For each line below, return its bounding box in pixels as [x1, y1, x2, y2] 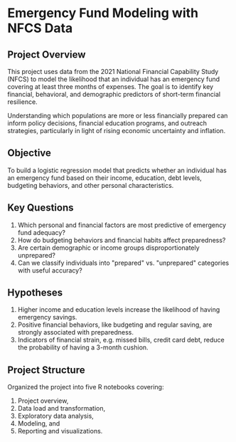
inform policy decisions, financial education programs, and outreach [7, 119, 208, 127]
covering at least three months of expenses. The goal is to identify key [7, 83, 214, 90]
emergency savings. [17, 313, 77, 322]
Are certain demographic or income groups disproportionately [17, 243, 200, 252]
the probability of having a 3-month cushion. [17, 343, 149, 352]
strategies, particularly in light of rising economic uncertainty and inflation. [7, 127, 226, 135]
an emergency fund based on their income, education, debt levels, [7, 173, 203, 182]
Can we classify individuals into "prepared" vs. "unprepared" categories [17, 258, 230, 267]
